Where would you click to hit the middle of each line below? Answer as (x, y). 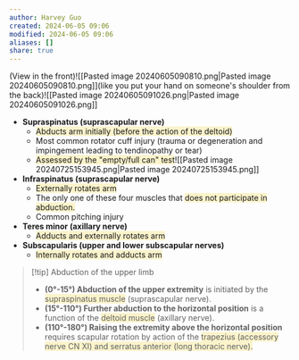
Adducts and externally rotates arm (100, 236)
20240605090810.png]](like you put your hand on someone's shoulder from (150, 86)
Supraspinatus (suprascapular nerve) (93, 122)
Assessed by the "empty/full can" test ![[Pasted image (134, 160)
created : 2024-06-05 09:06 (59, 26)
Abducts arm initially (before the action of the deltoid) (134, 131)
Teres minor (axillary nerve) (75, 226)
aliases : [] (31, 42)
